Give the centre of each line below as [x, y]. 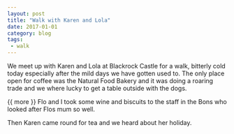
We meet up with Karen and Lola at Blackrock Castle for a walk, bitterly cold [116, 66]
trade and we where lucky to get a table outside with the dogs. [97, 88]
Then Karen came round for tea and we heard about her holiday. [100, 122]
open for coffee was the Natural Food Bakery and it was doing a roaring [110, 81]
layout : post [26, 14]
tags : [15, 40]
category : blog [29, 33]
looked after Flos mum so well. [51, 109]
